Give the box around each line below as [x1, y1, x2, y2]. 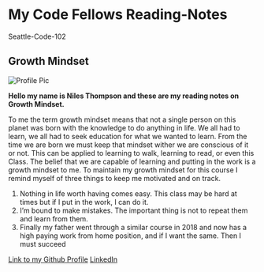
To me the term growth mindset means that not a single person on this [8, 115, 236, 124]
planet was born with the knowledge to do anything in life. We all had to [8, 123, 240, 132]
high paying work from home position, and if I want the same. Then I [19, 231, 242, 240]
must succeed [19, 239, 66, 248]
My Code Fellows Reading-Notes [8, 6, 228, 24]
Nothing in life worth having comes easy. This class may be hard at [19, 188, 238, 198]
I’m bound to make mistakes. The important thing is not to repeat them [19, 206, 248, 215]
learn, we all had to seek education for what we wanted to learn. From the [8, 131, 247, 141]
